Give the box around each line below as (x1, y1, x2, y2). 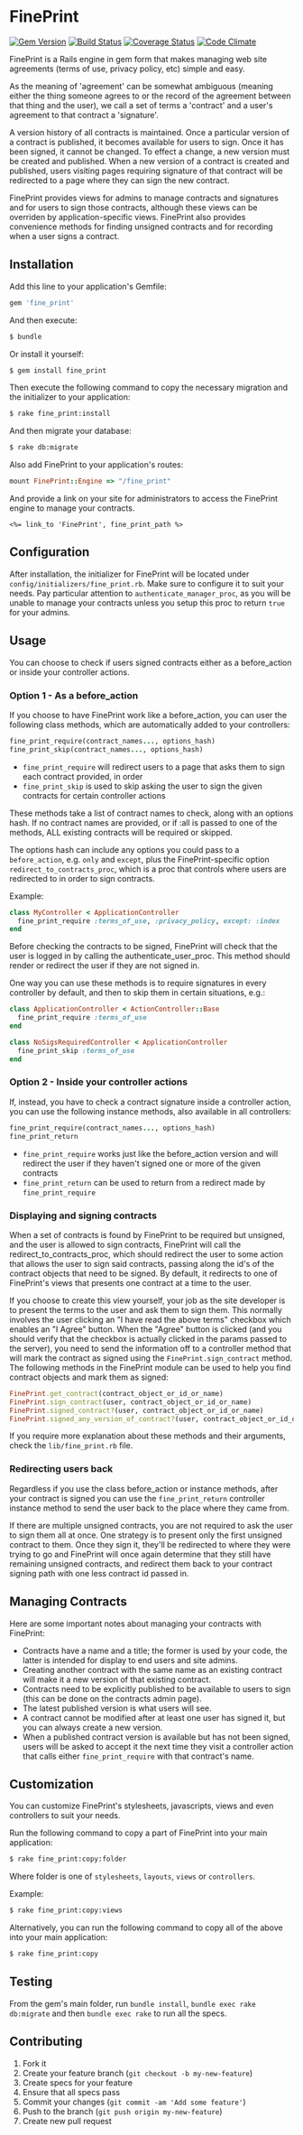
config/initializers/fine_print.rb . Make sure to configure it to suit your (9, 578, 284, 588)
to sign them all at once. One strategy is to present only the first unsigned (9, 1530, 282, 1540)
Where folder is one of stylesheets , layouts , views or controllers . (9, 1871, 255, 1882)
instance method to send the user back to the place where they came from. (9, 1502, 289, 1513)
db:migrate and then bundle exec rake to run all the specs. (9, 2008, 227, 2019)
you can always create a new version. (22, 1722, 163, 1733)
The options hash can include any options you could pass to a (9, 844, 240, 855)
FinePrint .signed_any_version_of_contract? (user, (9, 1414, 200, 1423)
